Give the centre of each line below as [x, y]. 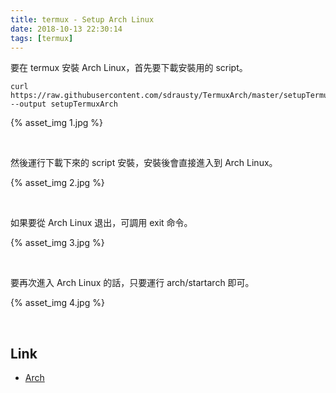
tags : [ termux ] [42, 38]
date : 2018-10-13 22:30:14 [66, 29]
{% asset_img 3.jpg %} [57, 243]
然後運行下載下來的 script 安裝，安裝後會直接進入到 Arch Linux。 [144, 163]
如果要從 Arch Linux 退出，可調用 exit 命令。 [101, 223]
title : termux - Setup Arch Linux [82, 19]
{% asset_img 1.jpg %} [56, 123]
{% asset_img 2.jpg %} [57, 183]
